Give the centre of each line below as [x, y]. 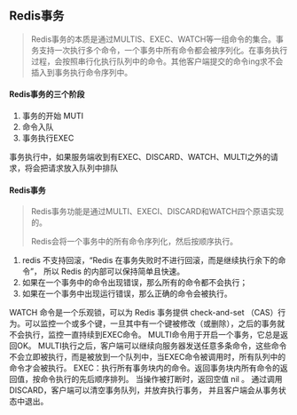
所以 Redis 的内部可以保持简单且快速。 [114, 271]
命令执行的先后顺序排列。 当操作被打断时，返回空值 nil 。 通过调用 [161, 379]
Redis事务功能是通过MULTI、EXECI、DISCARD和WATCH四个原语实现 [157, 211]
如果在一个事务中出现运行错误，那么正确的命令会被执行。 [127, 294]
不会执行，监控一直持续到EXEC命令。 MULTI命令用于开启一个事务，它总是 [145, 335]
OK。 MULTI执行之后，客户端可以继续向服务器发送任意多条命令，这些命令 [152, 346]
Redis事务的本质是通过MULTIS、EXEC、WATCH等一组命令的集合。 [153, 39]
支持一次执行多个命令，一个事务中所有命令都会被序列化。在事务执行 [163, 50]
